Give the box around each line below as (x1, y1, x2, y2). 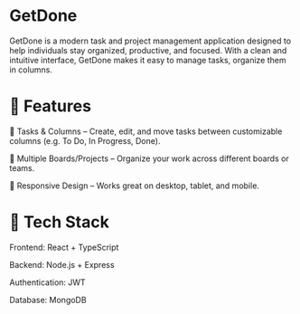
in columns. (9, 64, 52, 75)
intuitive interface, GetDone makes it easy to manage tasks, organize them (9, 54, 286, 65)
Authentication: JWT (9, 277, 86, 288)
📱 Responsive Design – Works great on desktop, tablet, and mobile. (9, 180, 260, 191)
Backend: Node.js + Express (9, 259, 115, 270)
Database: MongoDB (9, 294, 88, 305)
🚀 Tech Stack (9, 212, 110, 233)
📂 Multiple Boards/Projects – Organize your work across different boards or (9, 153, 289, 164)
